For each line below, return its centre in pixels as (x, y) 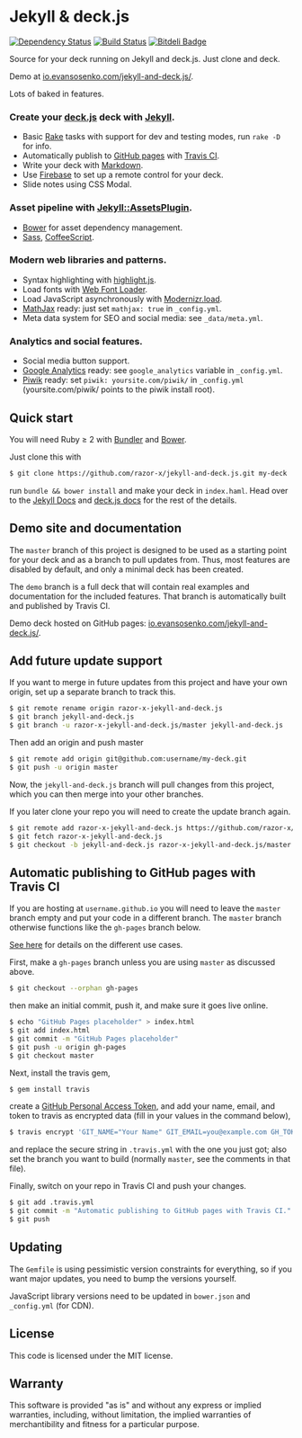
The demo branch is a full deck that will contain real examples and (129, 586)
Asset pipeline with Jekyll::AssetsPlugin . (101, 208)
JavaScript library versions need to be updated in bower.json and (130, 1296)
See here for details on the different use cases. (96, 945)
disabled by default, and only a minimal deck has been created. (127, 569)
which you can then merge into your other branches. (107, 794)
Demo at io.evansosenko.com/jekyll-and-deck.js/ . (102, 76)
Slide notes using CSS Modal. (77, 184)
